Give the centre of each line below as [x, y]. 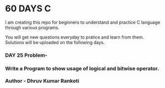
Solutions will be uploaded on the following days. [55, 42]
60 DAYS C [28, 9]
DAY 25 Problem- [26, 55]
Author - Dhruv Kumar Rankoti [42, 81]
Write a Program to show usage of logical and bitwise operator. [82, 68]
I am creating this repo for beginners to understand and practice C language [83, 22]
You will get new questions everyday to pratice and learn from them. [75, 37]
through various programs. [32, 27]
